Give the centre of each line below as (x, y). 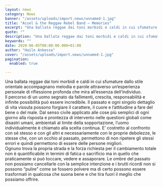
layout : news (18, 9)
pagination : (17, 59)
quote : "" (15, 32)
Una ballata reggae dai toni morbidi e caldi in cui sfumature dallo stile (74, 82)
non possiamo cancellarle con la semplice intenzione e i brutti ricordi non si (80, 164)
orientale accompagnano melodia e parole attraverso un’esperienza (73, 87)
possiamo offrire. (22, 179)
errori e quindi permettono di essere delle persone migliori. (64, 143)
